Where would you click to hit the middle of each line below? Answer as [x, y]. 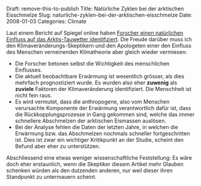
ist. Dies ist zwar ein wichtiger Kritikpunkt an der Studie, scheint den [99, 140]
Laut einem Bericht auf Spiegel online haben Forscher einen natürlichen [95, 33]
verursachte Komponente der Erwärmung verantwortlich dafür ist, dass [103, 108]
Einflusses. [28, 70]
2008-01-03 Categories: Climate [46, 21]
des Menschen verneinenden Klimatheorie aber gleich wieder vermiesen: [97, 52]
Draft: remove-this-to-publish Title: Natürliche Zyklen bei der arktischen [95, 9]
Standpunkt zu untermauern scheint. [52, 177]
